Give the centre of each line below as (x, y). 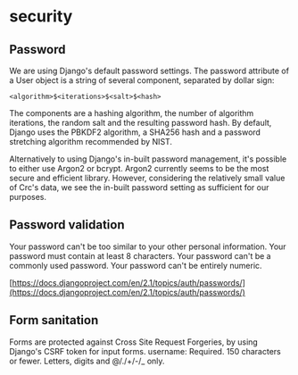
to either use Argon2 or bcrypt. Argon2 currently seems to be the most (139, 168)
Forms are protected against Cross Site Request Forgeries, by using (134, 342)
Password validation (67, 225)
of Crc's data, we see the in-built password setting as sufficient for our (139, 187)
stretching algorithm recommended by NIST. (91, 142)
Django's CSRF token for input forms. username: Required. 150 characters (145, 351)
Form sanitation (54, 320)
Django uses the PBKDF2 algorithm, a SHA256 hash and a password (135, 132)
